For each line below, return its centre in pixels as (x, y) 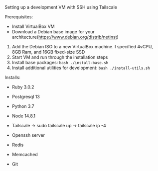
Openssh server (28, 135)
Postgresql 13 (26, 97)
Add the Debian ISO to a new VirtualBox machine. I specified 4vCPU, (82, 46)
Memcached (25, 154)
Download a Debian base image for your (53, 32)
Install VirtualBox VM (33, 26)
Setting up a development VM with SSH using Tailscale (61, 7)
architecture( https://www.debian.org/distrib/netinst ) (65, 37)
